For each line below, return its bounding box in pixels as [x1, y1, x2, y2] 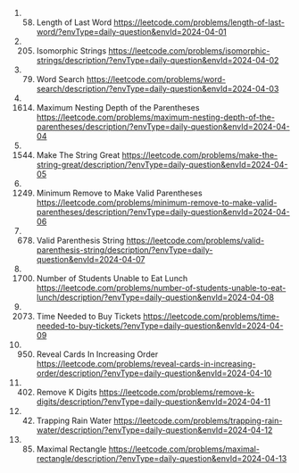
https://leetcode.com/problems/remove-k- [98, 387, 255, 397]
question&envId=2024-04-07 [36, 254, 145, 264]
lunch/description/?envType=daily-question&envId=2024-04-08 [36, 292, 275, 303]
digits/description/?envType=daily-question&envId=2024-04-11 [36, 396, 271, 407]
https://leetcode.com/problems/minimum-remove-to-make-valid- [36, 197, 278, 208]
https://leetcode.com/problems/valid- [126, 236, 265, 245]
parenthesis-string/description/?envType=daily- [36, 245, 213, 255]
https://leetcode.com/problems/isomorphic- [108, 46, 270, 56]
